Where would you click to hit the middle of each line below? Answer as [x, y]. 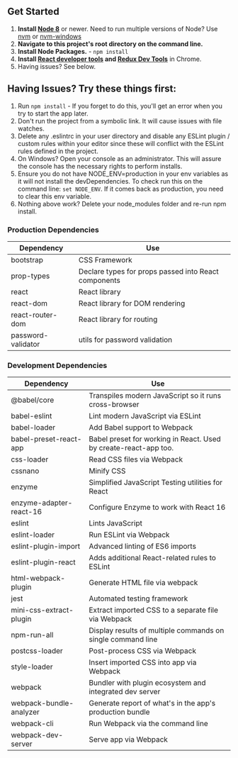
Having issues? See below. [56, 66]
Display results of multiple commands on [156, 630]
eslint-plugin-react [43, 562]
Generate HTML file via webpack [143, 583]
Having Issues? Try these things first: [92, 89]
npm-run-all [32, 635]
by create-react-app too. [131, 448]
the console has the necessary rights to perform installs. [100, 166]
